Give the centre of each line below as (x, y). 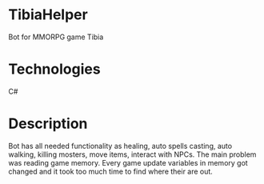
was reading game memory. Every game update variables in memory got (128, 162)
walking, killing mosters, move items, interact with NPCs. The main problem (132, 154)
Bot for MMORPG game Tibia (56, 37)
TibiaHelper (48, 15)
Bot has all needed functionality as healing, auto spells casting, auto (120, 146)
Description (48, 124)
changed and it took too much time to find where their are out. (111, 171)
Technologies (55, 69)
